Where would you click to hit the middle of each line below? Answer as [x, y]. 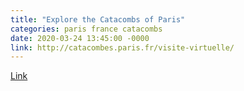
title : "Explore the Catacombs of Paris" [98, 19]
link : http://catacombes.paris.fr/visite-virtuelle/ [122, 47]
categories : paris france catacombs [86, 29]
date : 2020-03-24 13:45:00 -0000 [80, 38]
